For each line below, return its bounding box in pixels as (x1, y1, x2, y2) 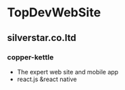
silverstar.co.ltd (7, 32, 77, 44)
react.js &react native (16, 75, 77, 83)
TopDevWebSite (7, 5, 101, 20)
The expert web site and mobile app (16, 67, 119, 76)
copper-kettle (7, 52, 54, 62)
